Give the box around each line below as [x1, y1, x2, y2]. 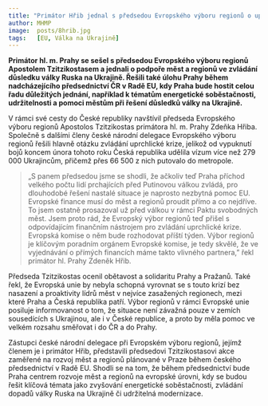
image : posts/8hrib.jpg [8, 26, 91, 34]
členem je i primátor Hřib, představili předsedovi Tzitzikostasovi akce [8, 346, 235, 356]
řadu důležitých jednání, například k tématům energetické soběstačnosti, [8, 89, 257, 100]
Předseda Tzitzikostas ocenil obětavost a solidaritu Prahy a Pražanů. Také [8, 272, 251, 282]
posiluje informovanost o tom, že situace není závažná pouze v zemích [8, 305, 241, 315]
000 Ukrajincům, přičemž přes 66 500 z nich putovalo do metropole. [8, 156, 234, 166]
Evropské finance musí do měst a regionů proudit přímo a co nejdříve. [27, 197, 258, 207]
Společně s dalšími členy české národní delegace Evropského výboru [8, 131, 237, 140]
